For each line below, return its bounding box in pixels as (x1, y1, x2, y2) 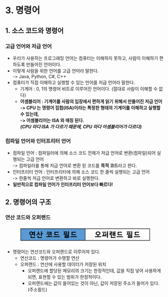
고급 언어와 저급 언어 (5, 42, 52, 49)
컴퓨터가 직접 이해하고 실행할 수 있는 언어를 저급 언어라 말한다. (12, 79, 135, 85)
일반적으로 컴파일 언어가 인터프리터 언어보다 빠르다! (12, 181, 114, 187)
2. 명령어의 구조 (5, 197, 51, 206)
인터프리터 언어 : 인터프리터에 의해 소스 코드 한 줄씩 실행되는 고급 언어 (12, 169, 150, 175)
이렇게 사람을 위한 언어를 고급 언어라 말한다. (12, 68, 99, 74)
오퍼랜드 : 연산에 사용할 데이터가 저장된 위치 (20, 261, 106, 267)
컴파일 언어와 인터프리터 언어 (5, 137, 71, 144)
